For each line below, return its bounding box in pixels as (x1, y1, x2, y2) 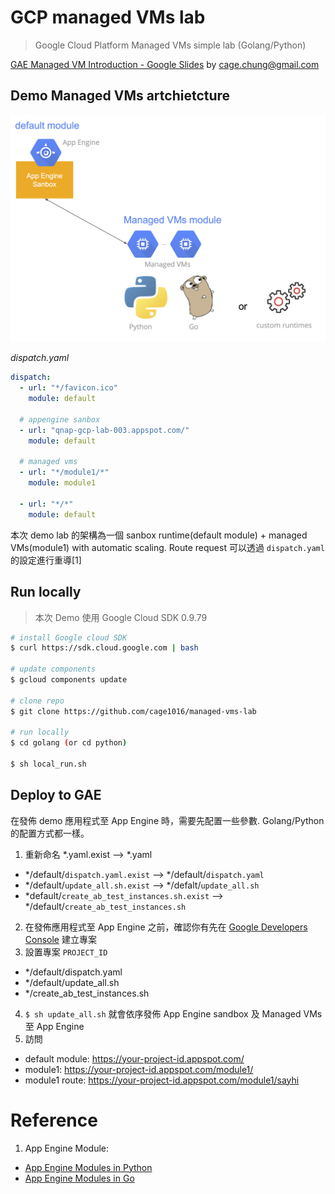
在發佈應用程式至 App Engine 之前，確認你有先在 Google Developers (24, 921, 308, 933)
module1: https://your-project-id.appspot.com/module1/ (24, 1063, 254, 1075)
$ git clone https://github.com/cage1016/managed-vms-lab (10, 706, 257, 716)
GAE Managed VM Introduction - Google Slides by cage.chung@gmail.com (10, 58, 320, 70)
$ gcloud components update (10, 675, 128, 685)
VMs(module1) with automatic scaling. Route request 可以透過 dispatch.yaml (10, 541, 325, 553)
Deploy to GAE (10, 787, 102, 804)
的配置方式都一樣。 (10, 827, 90, 839)
